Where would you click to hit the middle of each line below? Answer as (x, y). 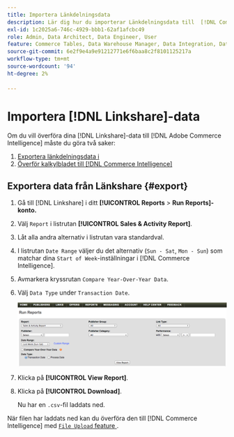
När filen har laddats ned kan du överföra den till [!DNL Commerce (102, 418)
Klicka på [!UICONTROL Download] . (69, 392)
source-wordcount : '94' (42, 66)
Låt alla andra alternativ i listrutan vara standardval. (91, 237)
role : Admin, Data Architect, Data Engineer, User (82, 37)
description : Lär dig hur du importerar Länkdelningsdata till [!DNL (112, 22)
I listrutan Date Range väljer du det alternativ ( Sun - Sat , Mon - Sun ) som (120, 251)
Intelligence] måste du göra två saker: (62, 143)
